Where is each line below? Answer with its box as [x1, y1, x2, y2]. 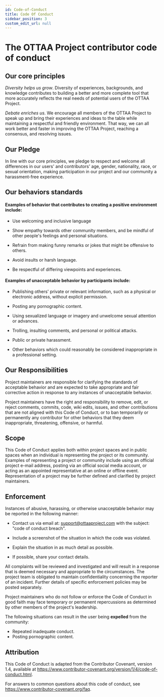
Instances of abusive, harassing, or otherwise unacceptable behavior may [5, 506, 154, 511]
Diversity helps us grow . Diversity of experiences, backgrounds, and [5, 85, 143, 91]
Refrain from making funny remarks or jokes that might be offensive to [12, 242, 154, 248]
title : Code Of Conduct [5, 12, 54, 17]
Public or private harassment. [12, 337, 72, 343]
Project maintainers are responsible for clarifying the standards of [5, 379, 138, 385]
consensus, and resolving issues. [5, 131, 72, 137]
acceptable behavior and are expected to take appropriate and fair [5, 384, 139, 390]
